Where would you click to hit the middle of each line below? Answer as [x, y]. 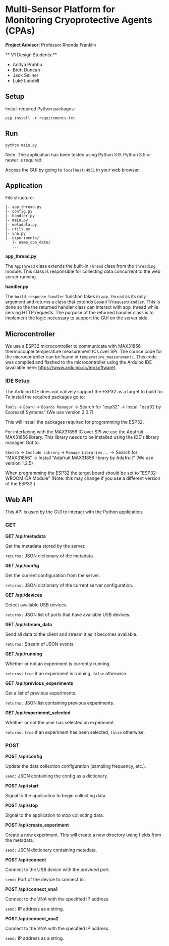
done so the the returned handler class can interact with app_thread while [82, 307]
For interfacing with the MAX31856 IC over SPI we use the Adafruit [74, 432]
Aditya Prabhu [27, 64]
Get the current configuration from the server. [53, 575]
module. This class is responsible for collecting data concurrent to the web [83, 271]
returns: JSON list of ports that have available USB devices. [68, 614]
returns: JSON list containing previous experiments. [60, 703]
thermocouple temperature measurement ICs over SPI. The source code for [84, 352]
